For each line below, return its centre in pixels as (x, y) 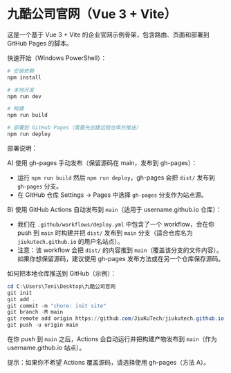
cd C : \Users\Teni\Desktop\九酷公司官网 (62, 286)
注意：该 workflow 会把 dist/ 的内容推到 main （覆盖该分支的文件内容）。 (120, 250)
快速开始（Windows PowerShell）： (57, 58)
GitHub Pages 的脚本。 (40, 43)
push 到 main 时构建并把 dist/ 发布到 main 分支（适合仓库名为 (105, 233)
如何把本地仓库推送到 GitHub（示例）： (62, 273)
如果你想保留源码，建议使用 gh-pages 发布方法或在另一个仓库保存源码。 (121, 258)
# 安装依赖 (21, 71)
